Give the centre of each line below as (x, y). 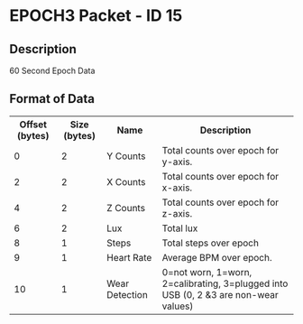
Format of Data (52, 99)
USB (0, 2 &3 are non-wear (220, 294)
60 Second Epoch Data (52, 70)
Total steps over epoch (211, 243)
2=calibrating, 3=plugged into (225, 283)
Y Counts (126, 156)
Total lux (180, 228)
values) (178, 306)
